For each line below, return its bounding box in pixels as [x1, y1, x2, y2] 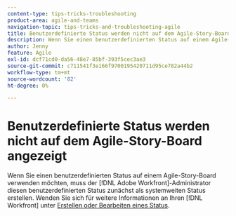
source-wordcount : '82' [7, 75, 77, 83]
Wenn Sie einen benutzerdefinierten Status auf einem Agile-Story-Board [7, 171, 216, 180]
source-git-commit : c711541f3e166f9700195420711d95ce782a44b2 [7, 62, 193, 69]
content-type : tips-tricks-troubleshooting [7, 10, 137, 18]
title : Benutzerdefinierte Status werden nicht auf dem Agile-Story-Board [7, 29, 231, 37]
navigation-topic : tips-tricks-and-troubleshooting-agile [7, 23, 181, 30]
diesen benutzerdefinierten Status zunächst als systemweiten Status [7, 187, 206, 195]
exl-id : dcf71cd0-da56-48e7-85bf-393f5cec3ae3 [7, 56, 146, 63]
